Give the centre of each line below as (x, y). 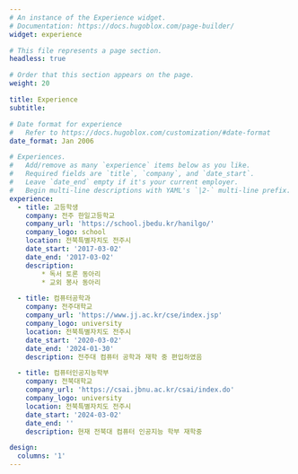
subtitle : (28, 108)
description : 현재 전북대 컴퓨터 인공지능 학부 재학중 (114, 432)
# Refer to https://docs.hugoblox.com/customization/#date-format (140, 132)
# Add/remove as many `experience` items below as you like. (130, 166)
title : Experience (44, 100)
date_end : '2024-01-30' (70, 348)
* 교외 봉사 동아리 (71, 282)
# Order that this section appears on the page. (102, 75)
